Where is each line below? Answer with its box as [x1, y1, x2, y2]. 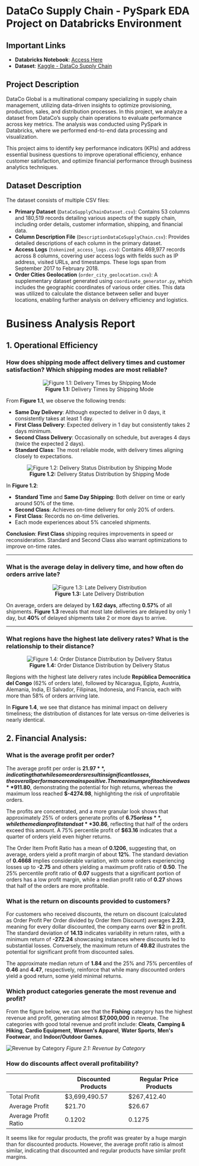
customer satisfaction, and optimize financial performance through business [6, 157, 192, 164]
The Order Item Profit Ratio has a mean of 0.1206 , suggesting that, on [6, 844, 176, 852]
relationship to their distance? [6, 642, 95, 650]
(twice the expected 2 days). [14, 440, 85, 447]
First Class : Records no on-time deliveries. [14, 512, 120, 520]
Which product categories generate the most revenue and [6, 987, 176, 995]
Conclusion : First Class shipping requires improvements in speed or [6, 530, 174, 537]
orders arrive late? [6, 571, 60, 579]
